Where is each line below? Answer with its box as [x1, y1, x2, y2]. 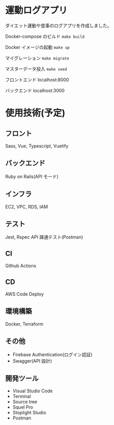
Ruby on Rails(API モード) [5, 173, 59, 179]
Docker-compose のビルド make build [5, 33, 85, 39]
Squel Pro [12, 404, 33, 410]
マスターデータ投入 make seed [5, 66, 67, 72]
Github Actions [5, 263, 36, 269]
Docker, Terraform [5, 321, 44, 327]
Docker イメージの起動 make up [5, 44, 70, 50]
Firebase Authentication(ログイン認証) [12, 351, 93, 357]
